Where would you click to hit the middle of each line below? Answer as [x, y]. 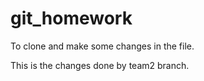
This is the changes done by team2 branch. [100, 65]
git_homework [71, 18]
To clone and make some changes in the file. [102, 46]
